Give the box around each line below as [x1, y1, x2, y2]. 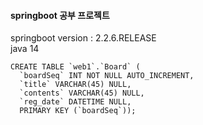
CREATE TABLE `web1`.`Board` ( [10, 62, 141, 72]
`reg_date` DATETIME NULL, [19, 97, 132, 107]
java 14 [10, 43, 40, 55]
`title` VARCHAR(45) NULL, [19, 80, 132, 90]
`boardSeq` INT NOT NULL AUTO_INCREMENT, [19, 71, 195, 81]
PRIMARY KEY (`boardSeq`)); [19, 106, 137, 116]
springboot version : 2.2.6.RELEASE [10, 32, 157, 44]
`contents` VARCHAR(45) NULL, [19, 88, 145, 99]
